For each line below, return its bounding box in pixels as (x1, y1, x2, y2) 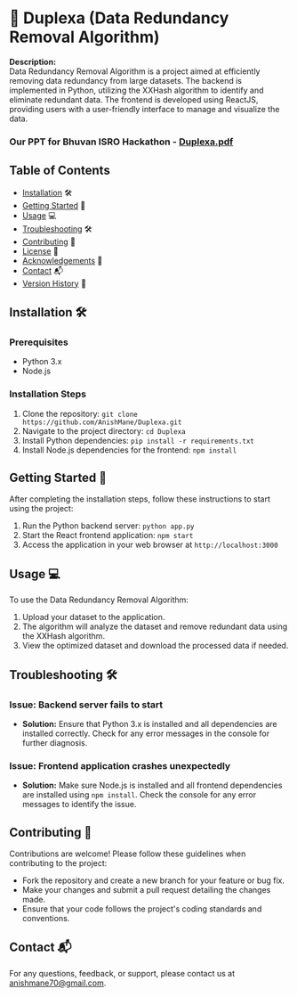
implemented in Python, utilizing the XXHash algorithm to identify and (9, 85, 264, 95)
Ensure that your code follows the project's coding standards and (21, 903, 262, 914)
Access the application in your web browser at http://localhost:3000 (21, 539, 278, 551)
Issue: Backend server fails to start (9, 699, 164, 711)
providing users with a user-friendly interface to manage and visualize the (9, 103, 280, 114)
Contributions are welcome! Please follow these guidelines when (9, 848, 246, 859)
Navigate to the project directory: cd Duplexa (21, 425, 186, 436)
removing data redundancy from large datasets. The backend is (9, 75, 243, 86)
